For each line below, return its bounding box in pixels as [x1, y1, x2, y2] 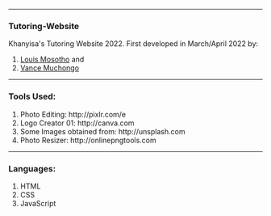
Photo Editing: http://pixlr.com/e [19, 109, 127, 119]
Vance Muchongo [19, 63, 79, 73]
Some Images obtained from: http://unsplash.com [19, 126, 186, 136]
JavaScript [19, 198, 56, 208]
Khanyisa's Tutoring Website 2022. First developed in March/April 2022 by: [8, 39, 259, 49]
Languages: [8, 163, 56, 174]
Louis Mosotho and [19, 54, 85, 65]
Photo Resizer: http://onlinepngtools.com [19, 135, 157, 145]
